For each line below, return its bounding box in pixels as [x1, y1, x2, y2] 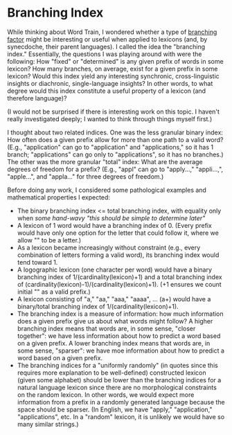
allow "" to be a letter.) [17, 236, 82, 244]
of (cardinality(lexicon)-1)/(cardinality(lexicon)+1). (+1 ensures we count [17, 280, 222, 288]
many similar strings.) [17, 420, 79, 428]
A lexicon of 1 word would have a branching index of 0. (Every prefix [17, 221, 213, 229]
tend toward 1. [17, 258, 58, 266]
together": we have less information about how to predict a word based [17, 331, 221, 340]
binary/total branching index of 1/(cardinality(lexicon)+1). [17, 302, 179, 310]
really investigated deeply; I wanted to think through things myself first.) [7, 114, 213, 123]
